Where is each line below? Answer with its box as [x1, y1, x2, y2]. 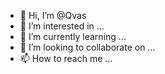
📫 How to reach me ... [19, 53, 113, 64]
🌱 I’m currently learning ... [19, 31, 127, 42]
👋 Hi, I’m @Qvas [19, 10, 87, 21]
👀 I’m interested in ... [19, 20, 105, 32]
